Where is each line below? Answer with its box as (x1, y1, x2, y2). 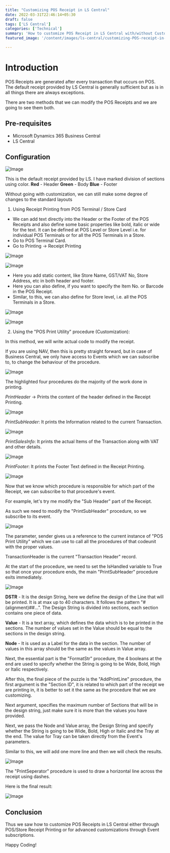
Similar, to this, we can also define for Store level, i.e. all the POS (12, 294, 147, 300)
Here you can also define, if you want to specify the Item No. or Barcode (12, 283, 164, 289)
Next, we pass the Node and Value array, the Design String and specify (5, 722, 153, 729)
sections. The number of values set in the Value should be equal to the (5, 625, 153, 631)
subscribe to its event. (5, 513, 52, 519)
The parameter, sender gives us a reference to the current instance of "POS (5, 533, 163, 539)
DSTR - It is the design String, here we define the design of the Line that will (5, 594, 164, 600)
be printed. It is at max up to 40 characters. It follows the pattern (5, 599, 140, 605)
